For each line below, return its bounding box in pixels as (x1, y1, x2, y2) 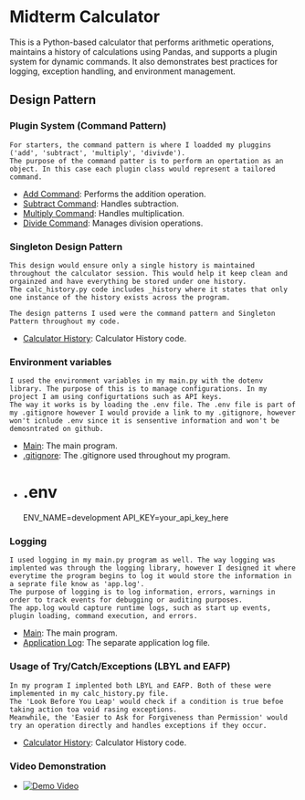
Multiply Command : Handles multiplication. (22, 207, 185, 218)
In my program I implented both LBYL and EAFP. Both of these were (9, 680, 272, 690)
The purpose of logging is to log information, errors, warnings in (9, 587, 276, 597)
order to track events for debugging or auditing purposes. (9, 595, 244, 605)
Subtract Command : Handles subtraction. (22, 198, 180, 209)
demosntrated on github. (9, 425, 104, 434)
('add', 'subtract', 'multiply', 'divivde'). (9, 148, 185, 157)
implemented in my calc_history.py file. (9, 689, 170, 698)
